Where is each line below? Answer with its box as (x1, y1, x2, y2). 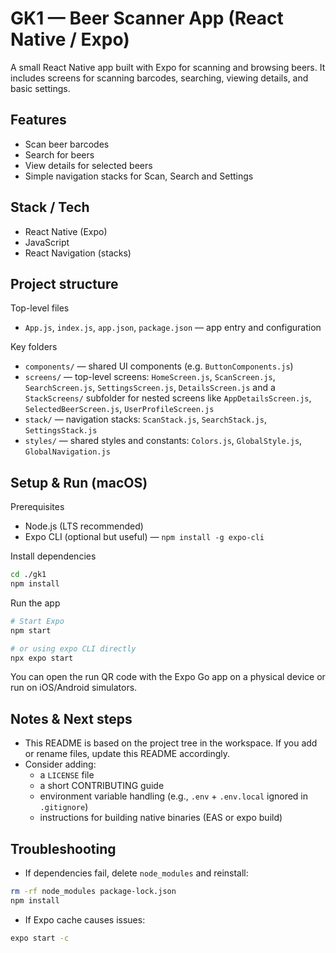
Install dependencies (10, 550, 97, 562)
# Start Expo (10, 616, 65, 626)
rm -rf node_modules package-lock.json (10, 887, 177, 897)
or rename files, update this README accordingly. (24, 748, 231, 760)
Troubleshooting (10, 840, 117, 857)
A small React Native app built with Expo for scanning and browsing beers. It (10, 61, 326, 73)
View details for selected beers (24, 159, 153, 171)
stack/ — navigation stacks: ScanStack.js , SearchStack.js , (24, 413, 267, 426)
